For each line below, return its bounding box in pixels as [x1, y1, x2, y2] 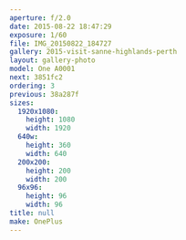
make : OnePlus [9, 216, 64, 226]
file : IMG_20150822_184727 [9, 38, 112, 48]
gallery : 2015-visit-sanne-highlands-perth [9, 47, 178, 57]
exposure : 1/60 [9, 30, 67, 39]
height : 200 [26, 166, 71, 175]
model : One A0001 [9, 65, 76, 74]
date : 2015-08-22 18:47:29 [9, 22, 112, 31]
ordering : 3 [9, 81, 55, 90]
